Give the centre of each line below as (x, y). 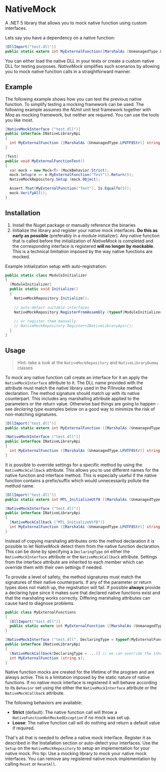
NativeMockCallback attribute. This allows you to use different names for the (82, 470)
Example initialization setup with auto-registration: (56, 266)
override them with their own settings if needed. (54, 567)
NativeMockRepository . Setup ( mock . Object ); (55, 179)
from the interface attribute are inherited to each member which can (75, 562)
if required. (23, 728)
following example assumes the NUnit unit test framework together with (78, 110)
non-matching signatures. (31, 414)
